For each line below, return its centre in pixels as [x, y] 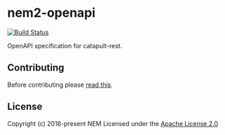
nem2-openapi [52, 13]
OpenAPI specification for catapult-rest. [65, 45]
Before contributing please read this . [60, 85]
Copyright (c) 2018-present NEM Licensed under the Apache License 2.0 [113, 123]
